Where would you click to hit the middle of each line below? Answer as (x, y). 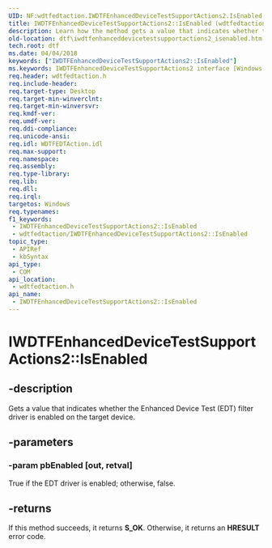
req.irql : (25, 196)
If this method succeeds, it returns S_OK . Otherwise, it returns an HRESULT (134, 528)
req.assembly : (32, 167)
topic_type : (28, 242)
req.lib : (23, 182)
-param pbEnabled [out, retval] (70, 465)
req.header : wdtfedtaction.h (57, 76)
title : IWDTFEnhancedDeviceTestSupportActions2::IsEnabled (110, 23)
